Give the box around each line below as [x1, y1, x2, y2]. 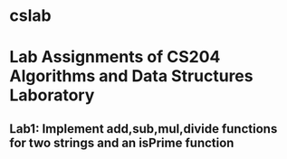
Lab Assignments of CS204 [9, 47, 221, 68]
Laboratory [9, 85, 95, 106]
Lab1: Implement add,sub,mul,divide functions [9, 121, 278, 136]
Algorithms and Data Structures [9, 66, 254, 87]
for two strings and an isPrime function [9, 135, 234, 150]
